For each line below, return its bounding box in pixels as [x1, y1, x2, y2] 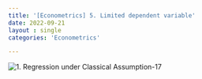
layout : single [8, 26, 62, 34]
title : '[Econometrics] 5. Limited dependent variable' [8, 11, 196, 20]
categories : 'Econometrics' [8, 33, 101, 42]
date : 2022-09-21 [8, 19, 65, 27]
